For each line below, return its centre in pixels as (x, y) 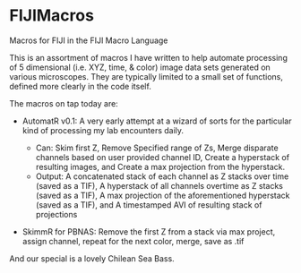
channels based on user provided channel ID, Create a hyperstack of (162, 157)
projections (56, 214)
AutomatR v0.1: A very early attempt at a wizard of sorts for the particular (157, 121)
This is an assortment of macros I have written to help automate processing (149, 57)
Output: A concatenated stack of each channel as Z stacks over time (162, 176)
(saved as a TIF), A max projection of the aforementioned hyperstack (163, 195)
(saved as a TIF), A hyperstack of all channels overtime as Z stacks (159, 185)
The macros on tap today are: (64, 103)
